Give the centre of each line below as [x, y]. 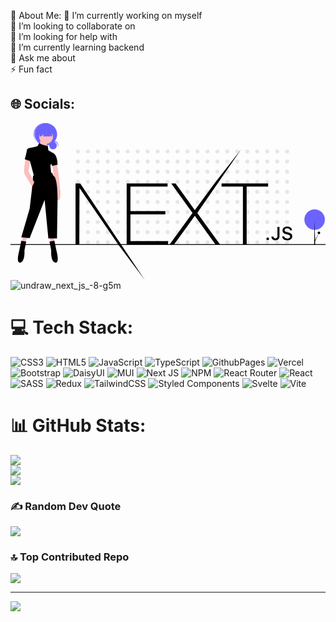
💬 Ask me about [43, 58]
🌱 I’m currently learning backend [77, 47]
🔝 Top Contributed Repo [70, 557]
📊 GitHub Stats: [78, 425]
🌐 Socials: [43, 104]
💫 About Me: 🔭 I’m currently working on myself [106, 15]
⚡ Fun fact [31, 69]
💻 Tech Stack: [72, 327]
